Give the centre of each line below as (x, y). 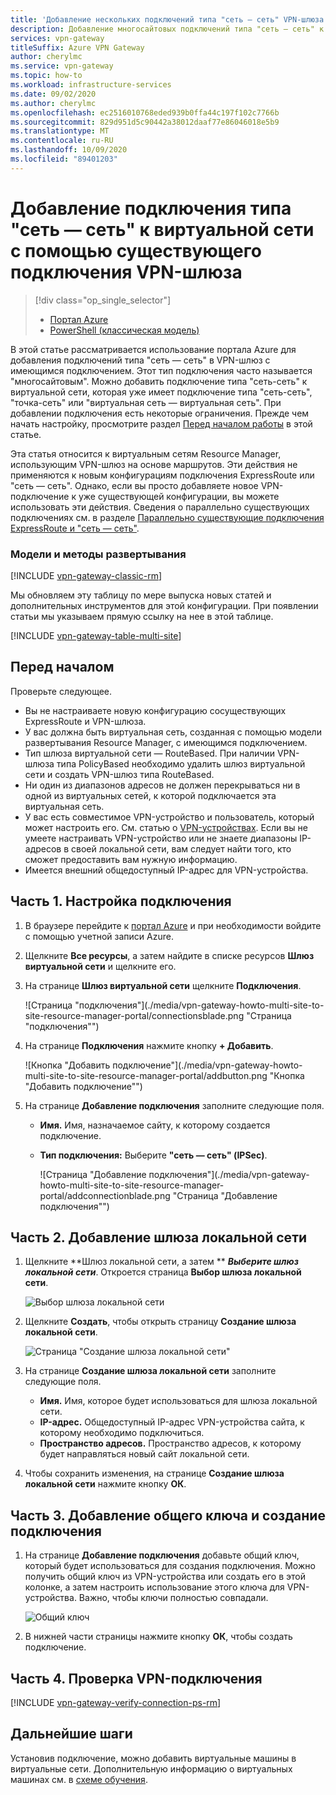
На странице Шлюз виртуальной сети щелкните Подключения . (163, 985)
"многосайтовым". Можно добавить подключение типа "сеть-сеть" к (159, 381)
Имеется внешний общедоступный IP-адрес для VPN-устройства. (166, 870)
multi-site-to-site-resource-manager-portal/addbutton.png (146, 1075)
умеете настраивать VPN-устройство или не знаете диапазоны (161, 838)
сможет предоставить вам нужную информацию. (131, 859)
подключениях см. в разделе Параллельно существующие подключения (167, 517)
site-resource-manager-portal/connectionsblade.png (134, 1015)
